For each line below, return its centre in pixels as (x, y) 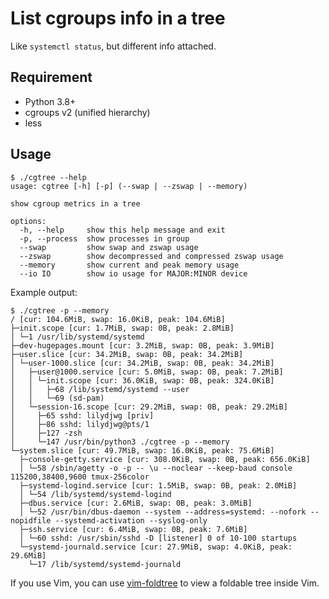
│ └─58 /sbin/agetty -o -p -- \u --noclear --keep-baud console (156, 468)
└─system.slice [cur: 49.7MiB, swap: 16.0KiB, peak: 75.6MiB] (142, 450)
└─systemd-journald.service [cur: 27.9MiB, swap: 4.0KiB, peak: (156, 547)
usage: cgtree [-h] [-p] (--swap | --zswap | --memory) (129, 186)
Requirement (51, 77)
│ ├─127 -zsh (46, 433)
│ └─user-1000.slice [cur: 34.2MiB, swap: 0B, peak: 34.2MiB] (142, 363)
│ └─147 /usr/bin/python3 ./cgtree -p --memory (120, 442)
